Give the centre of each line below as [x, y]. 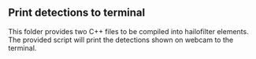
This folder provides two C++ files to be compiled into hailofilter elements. [129, 31]
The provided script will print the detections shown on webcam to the [121, 40]
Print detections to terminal [77, 13]
